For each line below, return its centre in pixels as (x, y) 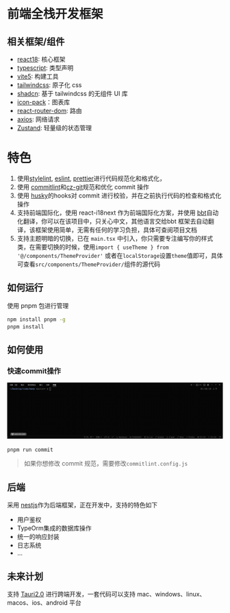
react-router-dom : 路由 (49, 111)
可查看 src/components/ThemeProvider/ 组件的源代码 (89, 264)
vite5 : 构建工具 (38, 76)
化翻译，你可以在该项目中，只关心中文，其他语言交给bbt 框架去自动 (113, 221)
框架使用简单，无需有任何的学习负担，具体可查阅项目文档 (116, 230)
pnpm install (26, 326)
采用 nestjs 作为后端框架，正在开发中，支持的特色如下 (82, 505)
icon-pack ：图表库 (43, 102)
